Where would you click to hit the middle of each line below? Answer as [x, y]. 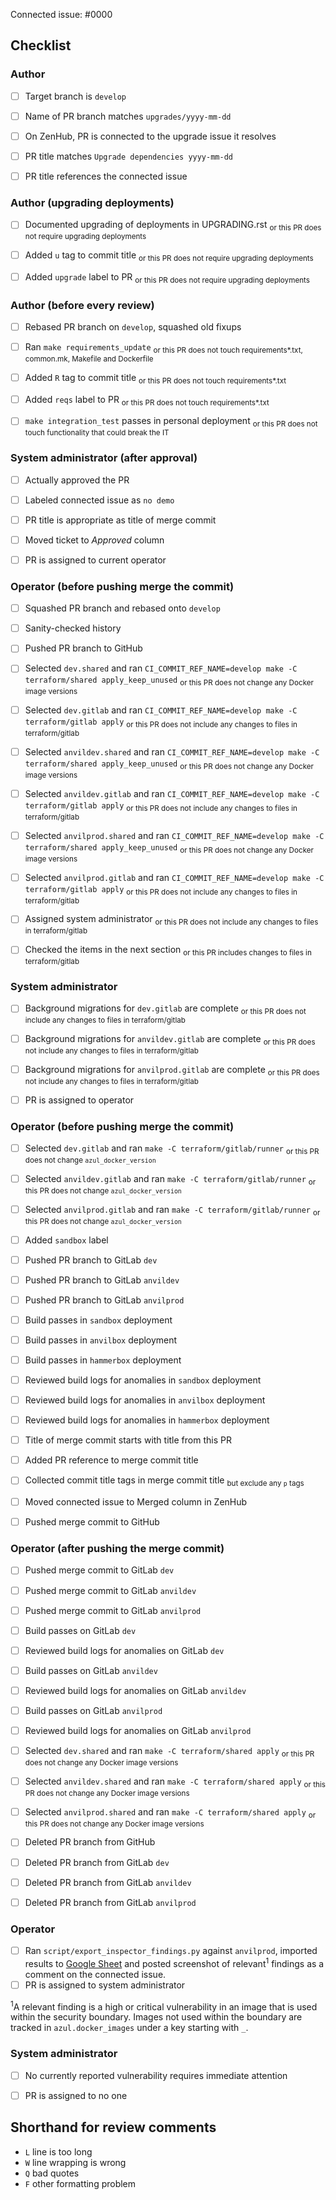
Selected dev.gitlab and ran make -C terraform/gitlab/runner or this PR [172, 1149]
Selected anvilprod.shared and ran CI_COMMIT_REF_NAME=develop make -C [174, 835]
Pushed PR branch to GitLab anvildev [102, 1280]
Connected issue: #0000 [61, 14]
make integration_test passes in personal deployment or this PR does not [171, 422]
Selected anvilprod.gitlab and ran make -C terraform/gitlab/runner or [172, 1210]
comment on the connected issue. [95, 1974]
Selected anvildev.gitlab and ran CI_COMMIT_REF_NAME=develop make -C [172, 793]
